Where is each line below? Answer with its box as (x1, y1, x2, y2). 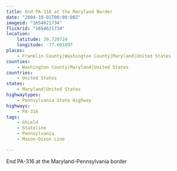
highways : (6, 102, 31, 109)
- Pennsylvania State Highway (17, 97, 92, 103)
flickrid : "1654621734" (6, 25, 65, 32)
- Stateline (17, 125, 46, 131)
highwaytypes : (6, 92, 42, 98)
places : (6, 48, 26, 54)
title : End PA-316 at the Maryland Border (6, 8, 113, 15)
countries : (6, 70, 33, 76)
